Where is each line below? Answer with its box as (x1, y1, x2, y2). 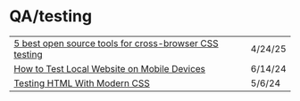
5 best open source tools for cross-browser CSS (13, 37, 219, 50)
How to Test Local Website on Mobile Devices (13, 62, 206, 74)
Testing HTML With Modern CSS (13, 77, 150, 89)
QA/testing (9, 6, 92, 27)
